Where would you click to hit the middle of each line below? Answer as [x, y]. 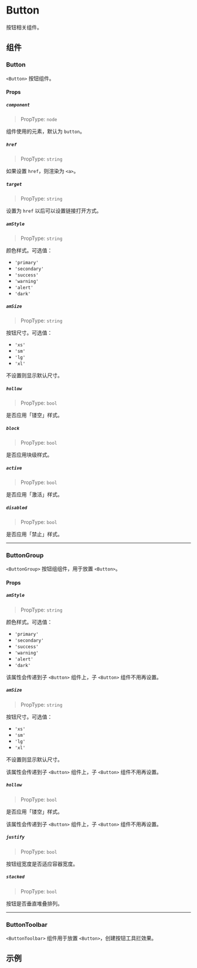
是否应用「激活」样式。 [34, 494]
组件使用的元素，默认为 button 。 [45, 131]
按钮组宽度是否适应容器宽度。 [42, 864]
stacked [16, 877]
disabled [17, 508]
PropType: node [39, 119]
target [14, 184]
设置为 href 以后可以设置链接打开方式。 [54, 211]
